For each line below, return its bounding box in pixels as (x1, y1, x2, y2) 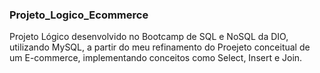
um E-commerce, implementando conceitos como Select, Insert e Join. (9, 52, 303, 64)
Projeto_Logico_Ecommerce (9, 8, 149, 22)
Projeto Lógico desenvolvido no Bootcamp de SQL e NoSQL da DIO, (9, 31, 289, 43)
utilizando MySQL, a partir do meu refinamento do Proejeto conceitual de (9, 41, 311, 53)
